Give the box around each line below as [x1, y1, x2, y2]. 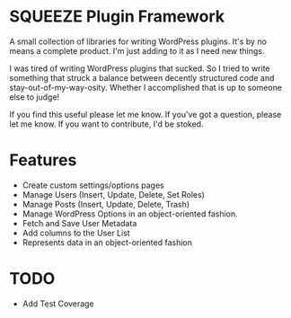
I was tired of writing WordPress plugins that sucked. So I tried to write [9, 63, 270, 74]
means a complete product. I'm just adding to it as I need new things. [9, 45, 265, 56]
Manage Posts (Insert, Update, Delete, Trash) [22, 199, 190, 209]
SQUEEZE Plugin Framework [9, 6, 225, 27]
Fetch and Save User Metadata [22, 217, 137, 228]
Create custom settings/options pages [22, 180, 164, 190]
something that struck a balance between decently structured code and [9, 72, 275, 83]
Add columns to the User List [22, 227, 130, 238]
